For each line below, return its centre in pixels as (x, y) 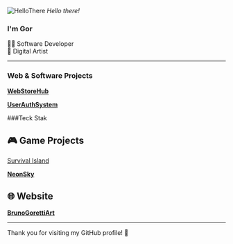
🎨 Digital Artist (28, 51)
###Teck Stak (27, 117)
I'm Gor (20, 29)
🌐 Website (30, 196)
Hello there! (63, 11)
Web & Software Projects (50, 76)
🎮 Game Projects (46, 140)
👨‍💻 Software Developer (41, 44)
